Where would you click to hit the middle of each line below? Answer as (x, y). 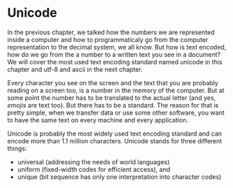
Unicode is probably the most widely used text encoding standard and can (115, 133)
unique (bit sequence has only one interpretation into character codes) (119, 177)
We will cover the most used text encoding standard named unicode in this (115, 62)
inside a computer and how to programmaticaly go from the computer (108, 39)
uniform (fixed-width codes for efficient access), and (94, 169)
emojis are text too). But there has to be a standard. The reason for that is (113, 105)
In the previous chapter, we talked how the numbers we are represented (111, 32)
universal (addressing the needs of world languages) (93, 161)
